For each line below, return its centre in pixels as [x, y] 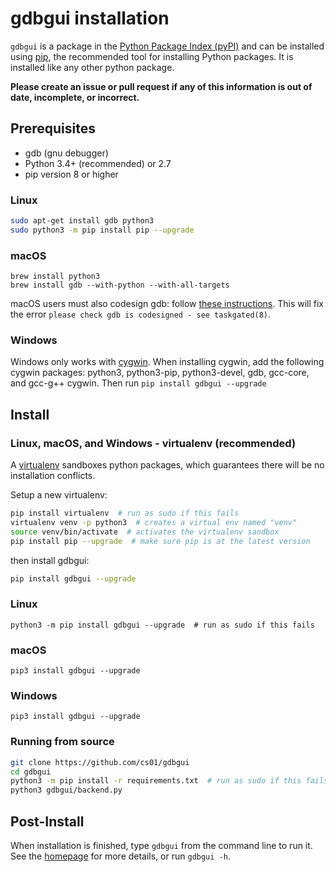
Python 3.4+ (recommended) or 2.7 [98, 163]
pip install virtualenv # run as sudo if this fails [125, 513]
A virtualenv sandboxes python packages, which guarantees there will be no [167, 465]
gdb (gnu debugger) [66, 153]
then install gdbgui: [50, 560]
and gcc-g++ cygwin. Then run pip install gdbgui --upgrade [138, 383]
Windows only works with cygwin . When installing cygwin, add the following [167, 362]
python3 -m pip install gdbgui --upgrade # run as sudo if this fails [162, 625]
